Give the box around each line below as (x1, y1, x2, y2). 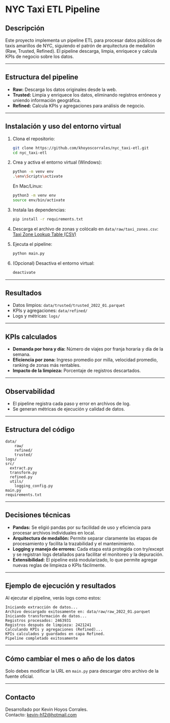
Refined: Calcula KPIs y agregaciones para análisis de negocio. (12, 103, 145, 109)
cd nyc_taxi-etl (12, 150, 47, 155)
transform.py (10, 470, 37, 475)
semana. (12, 352, 31, 358)
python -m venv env (12, 169, 54, 174)
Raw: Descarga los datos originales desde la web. (12, 86, 117, 92)
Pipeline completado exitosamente (5, 636, 78, 641)
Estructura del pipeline (5, 73, 78, 82)
